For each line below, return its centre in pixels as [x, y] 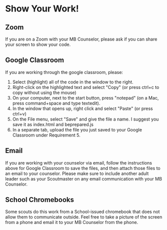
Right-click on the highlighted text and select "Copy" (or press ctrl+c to [86, 87]
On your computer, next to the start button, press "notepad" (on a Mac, [85, 97]
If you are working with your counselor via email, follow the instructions [79, 162]
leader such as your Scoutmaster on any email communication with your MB [84, 178]
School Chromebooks [39, 200]
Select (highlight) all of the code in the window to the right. [73, 82]
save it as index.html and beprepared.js [53, 124]
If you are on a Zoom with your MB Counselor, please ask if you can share [81, 39]
